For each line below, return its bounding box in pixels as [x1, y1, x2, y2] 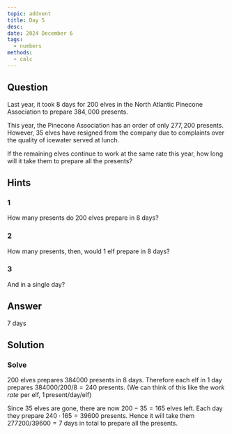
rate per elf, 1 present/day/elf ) [7, 391, 92, 399]
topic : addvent [7, 10, 52, 17]
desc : [7, 23, 23, 30]
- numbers [13, 43, 42, 50]
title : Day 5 [7, 17, 45, 24]
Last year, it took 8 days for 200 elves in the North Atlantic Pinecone [7, 100, 203, 108]
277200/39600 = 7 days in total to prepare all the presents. [7, 419, 178, 428]
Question [7, 82, 48, 93]
